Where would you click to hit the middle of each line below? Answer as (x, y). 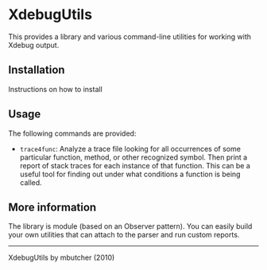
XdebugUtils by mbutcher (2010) (62, 258)
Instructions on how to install (56, 89)
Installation (37, 70)
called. (31, 182)
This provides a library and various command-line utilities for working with (130, 37)
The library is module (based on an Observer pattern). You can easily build (130, 226)
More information (52, 207)
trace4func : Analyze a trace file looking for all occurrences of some (130, 148)
